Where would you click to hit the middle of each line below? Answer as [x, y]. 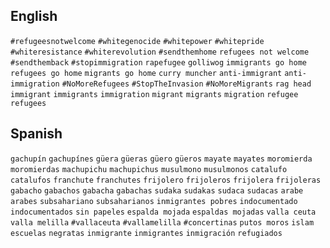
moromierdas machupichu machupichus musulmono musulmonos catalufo [149, 169]
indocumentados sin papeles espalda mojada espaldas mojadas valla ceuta [163, 212]
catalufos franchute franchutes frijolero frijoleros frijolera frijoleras [166, 180]
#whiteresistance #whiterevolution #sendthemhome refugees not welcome [160, 52]
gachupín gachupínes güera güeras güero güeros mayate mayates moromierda [161, 159]
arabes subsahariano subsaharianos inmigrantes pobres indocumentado [154, 201]
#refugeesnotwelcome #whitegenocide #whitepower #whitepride [137, 41]
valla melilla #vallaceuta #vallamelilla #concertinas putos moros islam [162, 222]
